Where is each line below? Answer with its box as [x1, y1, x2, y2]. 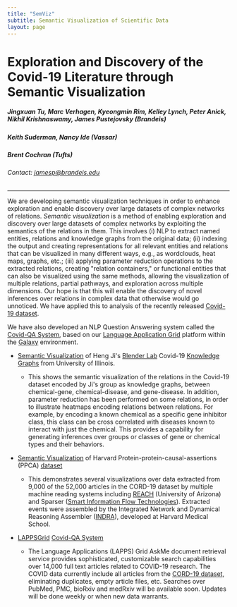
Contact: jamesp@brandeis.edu [7, 168, 100, 177]
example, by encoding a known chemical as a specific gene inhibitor [28, 410, 227, 418]
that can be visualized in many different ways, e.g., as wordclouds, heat [7, 249, 216, 257]
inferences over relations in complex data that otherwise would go [7, 294, 200, 302]
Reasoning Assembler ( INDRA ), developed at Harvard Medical [28, 512, 209, 520]
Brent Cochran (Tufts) [7, 150, 73, 159]
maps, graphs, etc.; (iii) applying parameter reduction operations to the [7, 257, 214, 265]
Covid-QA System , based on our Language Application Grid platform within [7, 330, 226, 338]
